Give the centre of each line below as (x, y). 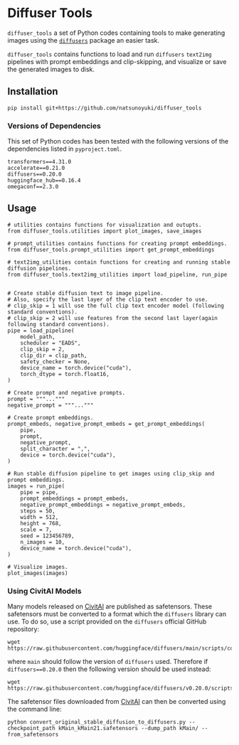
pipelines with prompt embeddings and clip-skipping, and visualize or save (117, 61)
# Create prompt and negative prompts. (67, 392)
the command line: (34, 709)
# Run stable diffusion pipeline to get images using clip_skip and (111, 473)
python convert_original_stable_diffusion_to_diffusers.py (97, 722)
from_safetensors (33, 735)
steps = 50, (38, 511)
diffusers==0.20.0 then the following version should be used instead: (109, 669)
